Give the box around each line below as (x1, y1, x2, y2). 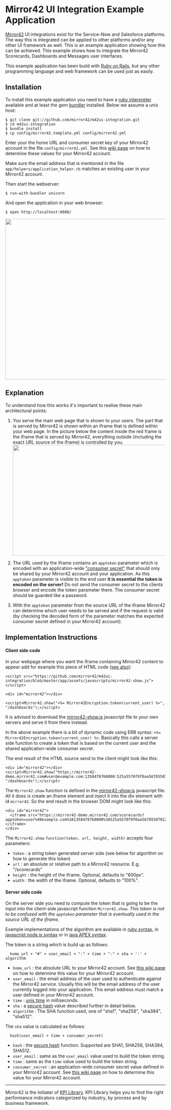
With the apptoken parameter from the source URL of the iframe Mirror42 (12, 602, 165, 608)
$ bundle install (5, 126, 42, 131)
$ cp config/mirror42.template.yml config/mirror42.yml (5, 130, 126, 136)
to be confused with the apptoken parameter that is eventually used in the (5, 911, 159, 917)
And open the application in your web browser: (5, 200, 104, 206)
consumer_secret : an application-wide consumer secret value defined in (12, 1064, 164, 1070)
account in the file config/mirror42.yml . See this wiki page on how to (5, 145, 151, 151)
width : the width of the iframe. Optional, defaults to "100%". (12, 877, 139, 883)
